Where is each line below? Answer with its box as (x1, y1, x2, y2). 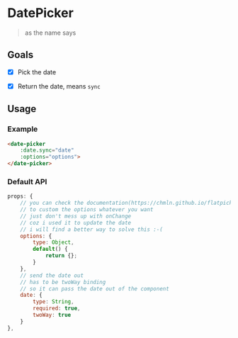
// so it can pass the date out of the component (20, 285, 170, 292)
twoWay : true (33, 312, 72, 319)
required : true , (33, 305, 81, 312)
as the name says (24, 28, 76, 37)
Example (7, 124, 38, 134)
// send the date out (20, 271, 84, 279)
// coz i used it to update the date (20, 219, 132, 226)
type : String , (33, 298, 74, 305)
